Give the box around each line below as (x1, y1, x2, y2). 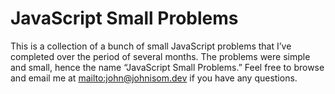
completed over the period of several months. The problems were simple (10, 50, 311, 62)
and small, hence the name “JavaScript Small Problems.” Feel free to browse (10, 61, 325, 73)
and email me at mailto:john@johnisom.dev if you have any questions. (10, 72, 298, 84)
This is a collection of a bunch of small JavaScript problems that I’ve (10, 40, 292, 52)
